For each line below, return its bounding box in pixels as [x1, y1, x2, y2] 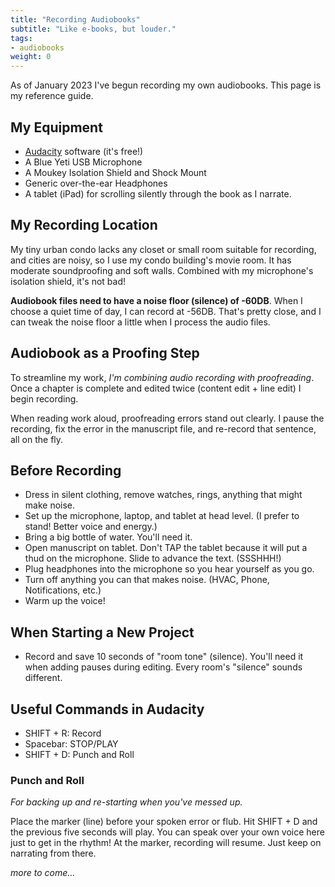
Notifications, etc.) [24, 584, 102, 596]
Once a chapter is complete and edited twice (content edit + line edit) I [10, 382, 302, 394]
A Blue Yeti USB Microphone [24, 156, 143, 168]
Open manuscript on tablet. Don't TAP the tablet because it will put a [24, 542, 308, 554]
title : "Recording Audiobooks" [10, 14, 141, 25]
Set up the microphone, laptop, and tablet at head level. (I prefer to [24, 510, 300, 522]
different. [24, 672, 63, 684]
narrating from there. [10, 847, 97, 860]
